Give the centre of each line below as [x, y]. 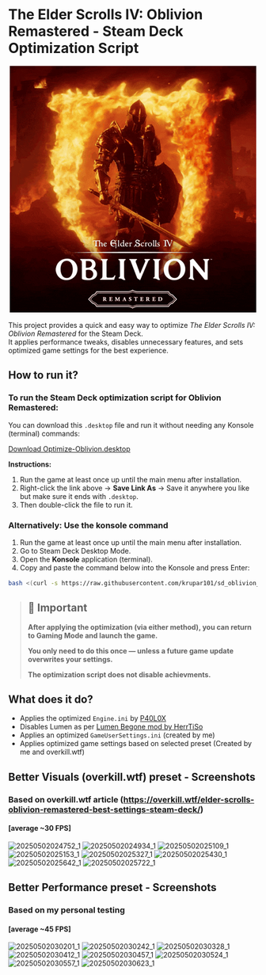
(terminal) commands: [44, 433]
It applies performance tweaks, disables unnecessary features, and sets [126, 341]
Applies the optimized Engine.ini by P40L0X [93, 718]
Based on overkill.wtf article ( [66, 799]
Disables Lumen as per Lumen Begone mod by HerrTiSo [111, 727]
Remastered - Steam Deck [96, 31]
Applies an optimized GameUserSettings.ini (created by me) [117, 735]
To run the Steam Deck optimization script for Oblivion [115, 398]
